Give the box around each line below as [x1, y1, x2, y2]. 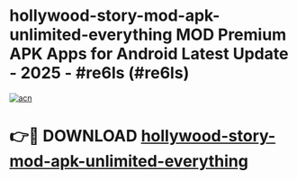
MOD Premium [175, 24, 287, 45]
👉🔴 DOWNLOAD [9, 126, 138, 147]
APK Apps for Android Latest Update [9, 44, 289, 64]
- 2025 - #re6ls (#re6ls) [9, 63, 190, 84]
